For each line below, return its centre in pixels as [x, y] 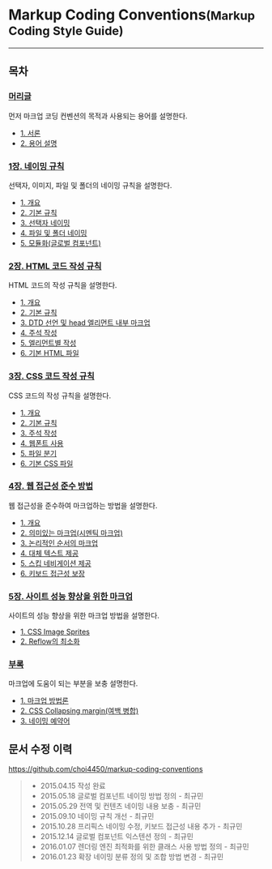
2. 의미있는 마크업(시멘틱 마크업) [71, 533]
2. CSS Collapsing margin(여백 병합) [79, 711]
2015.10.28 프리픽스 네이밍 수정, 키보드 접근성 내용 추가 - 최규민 [141, 826]
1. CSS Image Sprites [55, 632]
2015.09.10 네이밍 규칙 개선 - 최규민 [97, 816]
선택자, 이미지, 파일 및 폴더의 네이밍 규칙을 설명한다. [90, 185]
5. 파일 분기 [38, 453]
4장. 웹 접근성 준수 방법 [51, 486]
